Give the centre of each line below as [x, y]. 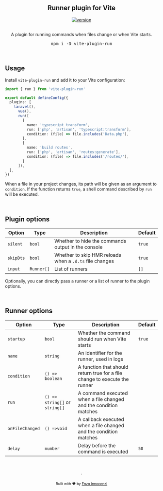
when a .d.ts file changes [84, 261]
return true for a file [100, 373]
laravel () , [25, 107]
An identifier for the [100, 353]
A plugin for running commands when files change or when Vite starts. [81, 34]
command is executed [103, 452]
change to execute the [103, 379]
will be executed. [22, 194]
